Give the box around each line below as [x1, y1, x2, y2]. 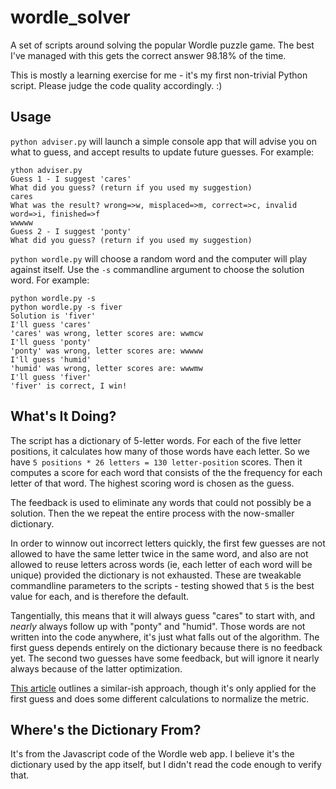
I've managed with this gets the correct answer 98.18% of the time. [10, 49, 287, 61]
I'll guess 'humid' [10, 354, 92, 365]
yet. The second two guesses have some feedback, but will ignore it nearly [10, 652, 320, 664]
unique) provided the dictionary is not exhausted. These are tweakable [10, 569, 302, 581]
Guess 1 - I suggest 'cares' [10, 174, 132, 184]
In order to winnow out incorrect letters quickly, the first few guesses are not [10, 537, 326, 549]
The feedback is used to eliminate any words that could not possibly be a [10, 496, 312, 508]
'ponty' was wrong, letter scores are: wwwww [10, 346, 203, 356]
